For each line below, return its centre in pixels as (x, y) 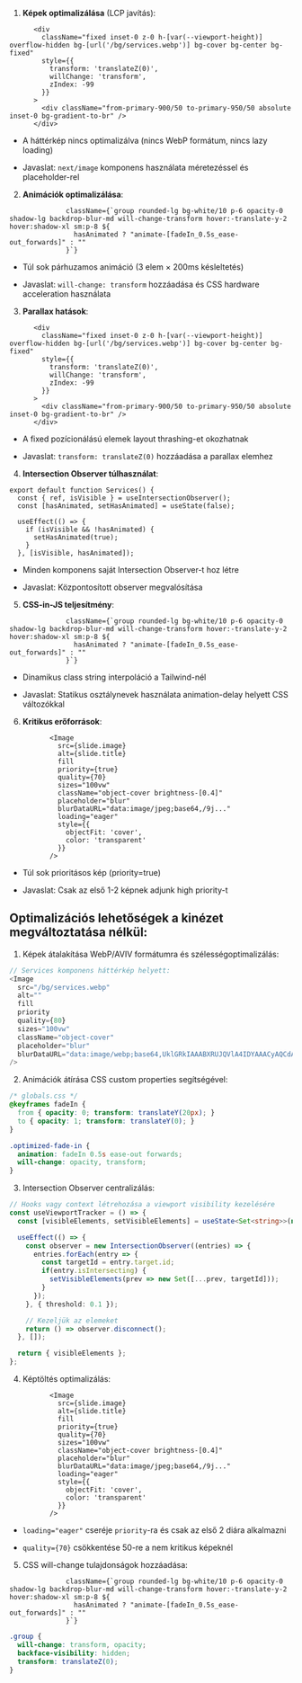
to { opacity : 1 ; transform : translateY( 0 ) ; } (106, 1121)
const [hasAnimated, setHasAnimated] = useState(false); (126, 506)
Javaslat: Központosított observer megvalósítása (112, 587)
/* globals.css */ (44, 1096)
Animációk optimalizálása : (73, 194)
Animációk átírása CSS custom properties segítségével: (125, 1080)
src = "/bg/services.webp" (64, 987)
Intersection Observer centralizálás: (89, 1188)
